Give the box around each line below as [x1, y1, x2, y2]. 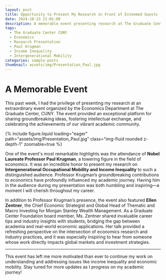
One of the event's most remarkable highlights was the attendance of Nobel [5, 151, 160, 157]
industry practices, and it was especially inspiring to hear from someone [5, 234, 152, 240]
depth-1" [5, 141, 23, 147]
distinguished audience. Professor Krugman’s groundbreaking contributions [5, 172, 159, 178]
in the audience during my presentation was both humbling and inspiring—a [5, 183, 160, 188]
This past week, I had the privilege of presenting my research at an [5, 100, 142, 106]
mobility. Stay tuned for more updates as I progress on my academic [5, 264, 144, 270]
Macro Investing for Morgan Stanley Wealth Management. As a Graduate [5, 208, 153, 214]
